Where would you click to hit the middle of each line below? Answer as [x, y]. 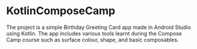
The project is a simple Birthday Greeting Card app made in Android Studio [98, 27]
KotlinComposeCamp [61, 11]
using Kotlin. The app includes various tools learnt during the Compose [94, 33]
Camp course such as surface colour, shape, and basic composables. [92, 40]
